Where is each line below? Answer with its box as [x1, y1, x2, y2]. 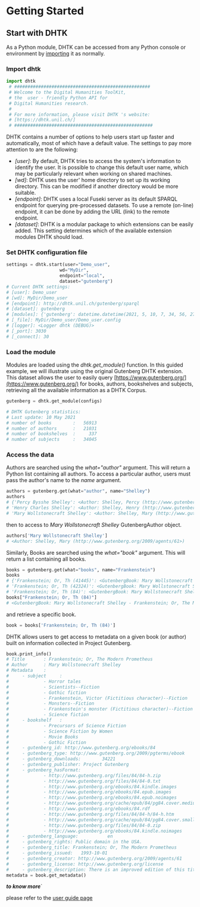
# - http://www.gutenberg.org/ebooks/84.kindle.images [6, 784, 177, 790]
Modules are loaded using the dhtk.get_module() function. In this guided [6, 361, 183, 368]
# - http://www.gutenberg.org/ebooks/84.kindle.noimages [6, 828, 183, 834]
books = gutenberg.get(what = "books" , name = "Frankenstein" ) [6, 567, 156, 573]
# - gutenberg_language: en [6, 833, 113, 840]
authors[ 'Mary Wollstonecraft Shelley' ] [6, 533, 108, 539]
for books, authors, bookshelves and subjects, [80, 380, 193, 387]
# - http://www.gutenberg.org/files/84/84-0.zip [6, 822, 161, 828]
